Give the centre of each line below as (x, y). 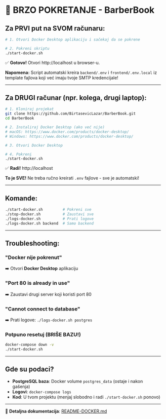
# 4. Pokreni (19, 154)
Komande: (21, 198)
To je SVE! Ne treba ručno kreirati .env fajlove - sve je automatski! (72, 178)
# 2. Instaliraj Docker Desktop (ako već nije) (55, 127)
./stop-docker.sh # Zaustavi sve (49, 214)
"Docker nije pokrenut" (34, 257)
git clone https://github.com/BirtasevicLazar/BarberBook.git (70, 114)
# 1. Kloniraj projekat (30, 109)
